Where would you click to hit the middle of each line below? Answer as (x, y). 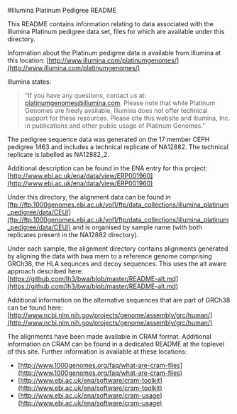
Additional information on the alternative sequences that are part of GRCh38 (119, 300)
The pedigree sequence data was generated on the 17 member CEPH (109, 139)
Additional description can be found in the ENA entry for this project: (108, 168)
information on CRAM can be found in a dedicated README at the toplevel (116, 344)
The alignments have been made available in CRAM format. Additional (109, 336)
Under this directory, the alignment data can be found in (89, 197)
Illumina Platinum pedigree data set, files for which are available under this (116, 32)
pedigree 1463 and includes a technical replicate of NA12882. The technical (118, 147)
